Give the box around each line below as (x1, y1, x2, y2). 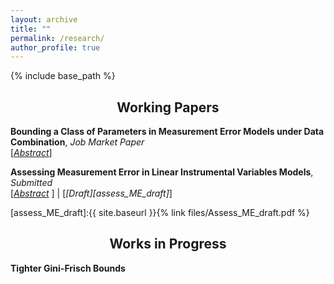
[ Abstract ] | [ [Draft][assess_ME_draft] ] (10, 187, 173, 200)
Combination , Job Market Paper (10, 136, 145, 148)
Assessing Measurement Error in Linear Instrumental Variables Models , (10, 166, 314, 178)
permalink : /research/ (10, 33, 105, 43)
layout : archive (10, 14, 78, 25)
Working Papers (116, 99, 220, 116)
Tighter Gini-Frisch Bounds (10, 262, 126, 274)
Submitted (10, 177, 53, 189)
